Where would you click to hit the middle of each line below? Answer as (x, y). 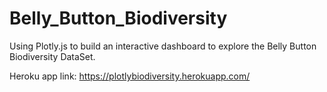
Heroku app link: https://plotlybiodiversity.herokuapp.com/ (130, 76)
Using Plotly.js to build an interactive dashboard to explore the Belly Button (163, 46)
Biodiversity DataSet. (52, 56)
